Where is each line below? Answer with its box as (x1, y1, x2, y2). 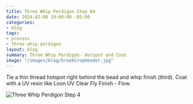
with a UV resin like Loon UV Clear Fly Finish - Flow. (6, 79, 131, 86)
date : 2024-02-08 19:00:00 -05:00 (6, 14, 91, 20)
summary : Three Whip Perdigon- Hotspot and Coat (6, 52, 127, 58)
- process (6, 36, 30, 41)
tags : (6, 30, 19, 36)
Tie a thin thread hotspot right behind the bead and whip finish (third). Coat (6, 74, 187, 81)
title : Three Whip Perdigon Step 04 (6, 8, 95, 15)
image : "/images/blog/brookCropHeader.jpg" (6, 57, 114, 63)
